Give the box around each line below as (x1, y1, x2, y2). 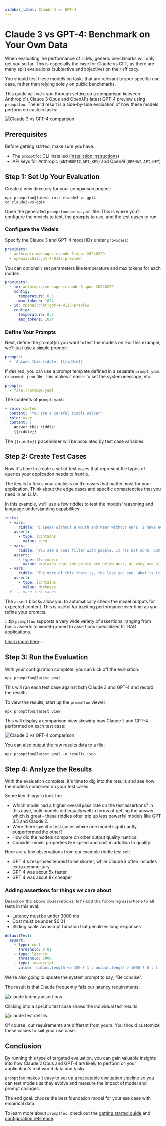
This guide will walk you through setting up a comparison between (5, 90, 141, 97)
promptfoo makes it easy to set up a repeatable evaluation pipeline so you (5, 1075, 155, 1081)
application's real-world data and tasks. (5, 1066, 86, 1071)
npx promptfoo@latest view (5, 709, 61, 714)
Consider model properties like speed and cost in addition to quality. (12, 840, 152, 845)
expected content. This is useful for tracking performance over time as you (5, 603, 158, 610)
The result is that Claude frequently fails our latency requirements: (5, 984, 140, 990)
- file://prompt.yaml (9, 388, 54, 393)
